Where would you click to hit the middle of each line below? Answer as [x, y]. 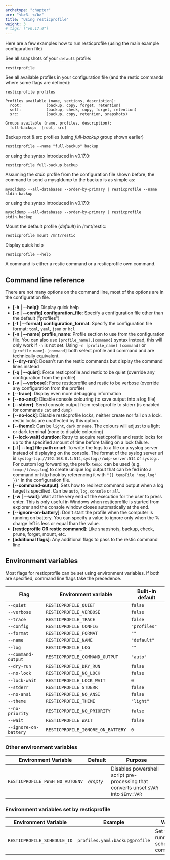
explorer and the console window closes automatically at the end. [81, 507]
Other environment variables [41, 747]
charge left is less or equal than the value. [56, 523]
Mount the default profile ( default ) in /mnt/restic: [56, 226]
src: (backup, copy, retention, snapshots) [69, 114]
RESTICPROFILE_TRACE [70, 619]
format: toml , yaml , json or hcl [44, 329]
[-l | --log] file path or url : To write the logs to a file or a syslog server [85, 447]
